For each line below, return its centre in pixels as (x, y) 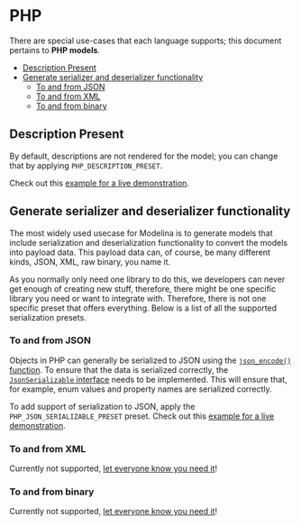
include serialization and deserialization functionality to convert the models (149, 242)
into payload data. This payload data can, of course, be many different (140, 252)
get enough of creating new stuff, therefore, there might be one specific (143, 288)
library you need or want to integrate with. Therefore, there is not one (138, 298)
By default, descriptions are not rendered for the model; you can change (144, 156)
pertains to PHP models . (55, 50)
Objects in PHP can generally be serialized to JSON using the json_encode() (150, 360)
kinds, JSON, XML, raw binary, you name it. (90, 261)
